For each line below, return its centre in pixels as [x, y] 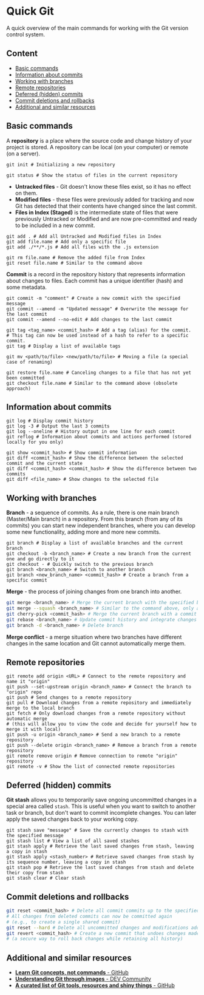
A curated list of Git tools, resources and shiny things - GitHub [95, 985]
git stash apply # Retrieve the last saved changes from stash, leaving [100, 846]
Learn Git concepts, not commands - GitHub [72, 973]
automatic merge [27, 719]
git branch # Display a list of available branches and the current [95, 543]
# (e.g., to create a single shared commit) [63, 922]
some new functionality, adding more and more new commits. [83, 532]
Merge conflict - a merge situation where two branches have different [94, 637]
